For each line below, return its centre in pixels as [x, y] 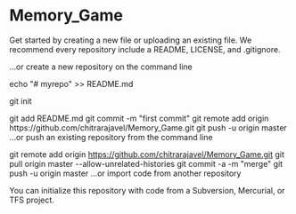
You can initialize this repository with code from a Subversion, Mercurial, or [147, 190]
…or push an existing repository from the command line [111, 137]
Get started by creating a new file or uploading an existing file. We [131, 40]
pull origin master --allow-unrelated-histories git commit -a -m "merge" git [146, 163]
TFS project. [32, 200]
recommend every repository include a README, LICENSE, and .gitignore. [145, 49]
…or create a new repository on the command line [101, 67]
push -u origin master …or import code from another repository [125, 173]
